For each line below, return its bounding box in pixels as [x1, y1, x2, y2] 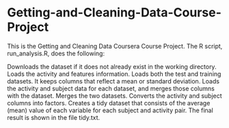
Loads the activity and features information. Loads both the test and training [7, 70, 221, 78]
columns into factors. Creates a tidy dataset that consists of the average [7, 99, 211, 107]
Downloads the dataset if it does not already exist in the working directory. [7, 62, 217, 71]
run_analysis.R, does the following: [7, 49, 105, 57]
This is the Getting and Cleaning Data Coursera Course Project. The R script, [7, 42, 223, 50]
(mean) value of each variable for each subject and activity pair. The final [7, 106, 213, 114]
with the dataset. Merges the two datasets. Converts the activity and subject [7, 91, 222, 100]
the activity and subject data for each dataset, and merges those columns [7, 84, 215, 92]
